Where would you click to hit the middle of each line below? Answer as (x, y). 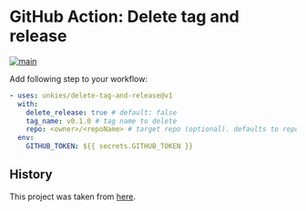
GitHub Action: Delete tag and (124, 17)
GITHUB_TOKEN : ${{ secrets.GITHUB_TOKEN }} (110, 146)
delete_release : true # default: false (102, 112)
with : (28, 104)
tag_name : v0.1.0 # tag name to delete (102, 121)
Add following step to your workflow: (79, 78)
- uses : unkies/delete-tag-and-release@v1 (91, 95)
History (31, 175)
